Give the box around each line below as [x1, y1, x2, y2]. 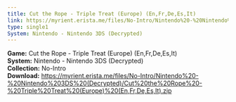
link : [7, 17, 23, 24]
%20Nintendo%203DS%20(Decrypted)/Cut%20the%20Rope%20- [7, 79, 202, 88]
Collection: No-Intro [7, 64, 67, 72]
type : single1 [7, 23, 49, 30]
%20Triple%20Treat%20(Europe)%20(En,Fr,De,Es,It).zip [7, 87, 172, 95]
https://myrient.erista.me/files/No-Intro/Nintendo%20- [41, 72, 199, 80]
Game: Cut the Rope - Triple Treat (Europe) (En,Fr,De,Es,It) [7, 49, 178, 58]
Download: [7, 72, 40, 80]
